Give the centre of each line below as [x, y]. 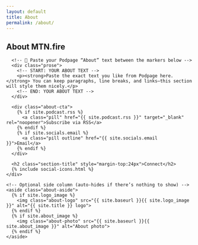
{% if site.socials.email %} [53, 133]
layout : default [26, 12]
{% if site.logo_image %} [44, 195]
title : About [22, 17]
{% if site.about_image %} [45, 216]
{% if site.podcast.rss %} [50, 112]
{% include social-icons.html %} [53, 170]
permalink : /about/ [30, 23]
